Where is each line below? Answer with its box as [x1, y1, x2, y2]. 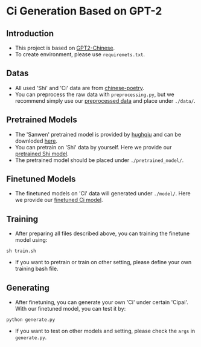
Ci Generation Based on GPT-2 [6, 4, 162, 18]
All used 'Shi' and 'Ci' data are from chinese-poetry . [14, 84, 145, 91]
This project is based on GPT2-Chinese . [14, 44, 115, 51]
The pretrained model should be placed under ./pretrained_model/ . [14, 156, 184, 164]
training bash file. [14, 265, 59, 273]
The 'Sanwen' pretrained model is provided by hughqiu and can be [14, 131, 182, 138]
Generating [6, 282, 50, 293]
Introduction [6, 28, 54, 39]
